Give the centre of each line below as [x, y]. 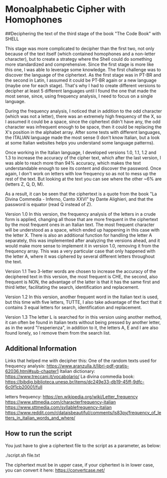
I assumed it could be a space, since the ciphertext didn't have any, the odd [83, 121]
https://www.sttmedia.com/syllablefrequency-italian [59, 407]
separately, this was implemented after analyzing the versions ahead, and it [83, 240]
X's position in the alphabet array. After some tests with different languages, [83, 132]
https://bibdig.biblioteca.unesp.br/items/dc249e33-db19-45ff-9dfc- [75, 381]
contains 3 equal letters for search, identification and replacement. [74, 307]
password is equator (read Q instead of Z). [49, 204]
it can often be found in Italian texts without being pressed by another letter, [83, 322]
